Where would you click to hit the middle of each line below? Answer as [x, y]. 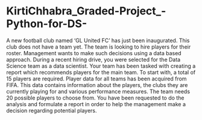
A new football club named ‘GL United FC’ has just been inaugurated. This [98, 40]
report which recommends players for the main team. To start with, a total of [101, 72]
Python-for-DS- [47, 24]
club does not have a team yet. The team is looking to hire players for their [99, 47]
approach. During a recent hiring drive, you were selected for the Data [93, 59]
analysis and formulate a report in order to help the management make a [96, 104]
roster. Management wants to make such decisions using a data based [94, 53]
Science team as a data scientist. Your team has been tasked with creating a [101, 66]
